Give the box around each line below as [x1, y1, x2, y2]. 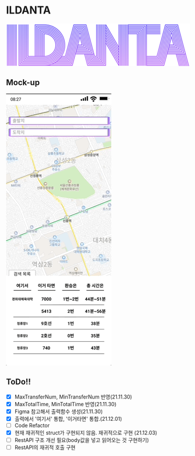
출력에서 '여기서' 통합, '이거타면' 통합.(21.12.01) [14, 415, 123, 422]
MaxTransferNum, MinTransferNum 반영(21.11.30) [14, 393, 133, 400]
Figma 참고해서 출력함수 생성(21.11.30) [14, 408, 103, 415]
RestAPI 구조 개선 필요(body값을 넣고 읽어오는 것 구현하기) [14, 437, 149, 444]
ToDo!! [6, 377, 31, 387]
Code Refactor [14, 421, 50, 428]
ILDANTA [6, 4, 51, 17]
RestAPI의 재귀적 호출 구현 [14, 444, 76, 451]
